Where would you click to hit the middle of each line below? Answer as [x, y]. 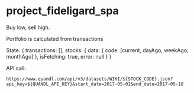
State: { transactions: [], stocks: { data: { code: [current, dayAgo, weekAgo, [97, 50]
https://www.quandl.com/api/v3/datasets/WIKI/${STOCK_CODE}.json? [90, 79]
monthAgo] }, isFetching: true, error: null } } [59, 56]
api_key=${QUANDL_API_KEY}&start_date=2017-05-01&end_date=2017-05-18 [95, 84]
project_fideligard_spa [63, 11]
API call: [16, 68]
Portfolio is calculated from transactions [55, 39]
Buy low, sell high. [28, 27]
